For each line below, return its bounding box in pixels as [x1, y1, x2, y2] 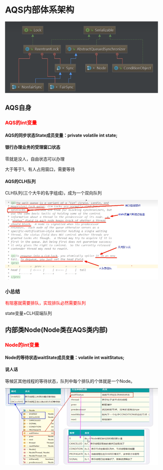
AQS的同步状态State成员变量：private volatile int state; [5, 132, 118, 138]
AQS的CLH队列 [5, 178, 36, 184]
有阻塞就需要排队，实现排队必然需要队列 [5, 300, 86, 306]
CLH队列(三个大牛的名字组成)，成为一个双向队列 [5, 190, 102, 196]
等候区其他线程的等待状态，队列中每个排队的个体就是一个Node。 [5, 378, 135, 384]
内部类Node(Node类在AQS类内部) [5, 326, 108, 334]
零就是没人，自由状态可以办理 [5, 156, 65, 162]
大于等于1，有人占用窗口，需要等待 [5, 166, 75, 172]
